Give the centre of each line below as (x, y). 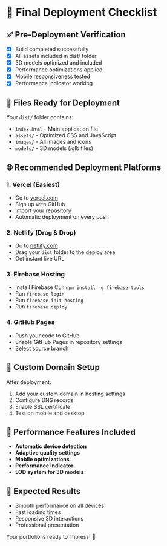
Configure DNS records (44, 400)
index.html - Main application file (57, 129)
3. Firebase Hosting (36, 275)
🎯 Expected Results (44, 491)
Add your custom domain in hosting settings (70, 394)
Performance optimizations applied (59, 70)
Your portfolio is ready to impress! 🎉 (51, 537)
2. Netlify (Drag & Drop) (41, 232)
